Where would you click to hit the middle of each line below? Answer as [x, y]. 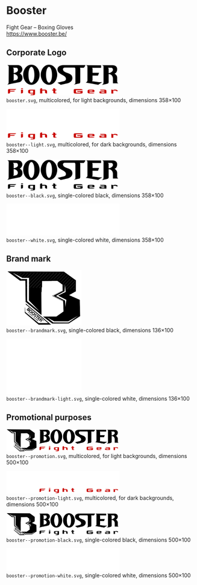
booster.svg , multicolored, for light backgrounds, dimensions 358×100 [94, 100]
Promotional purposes [49, 418]
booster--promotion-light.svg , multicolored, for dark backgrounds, [90, 498]
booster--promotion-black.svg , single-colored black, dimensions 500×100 [98, 540]
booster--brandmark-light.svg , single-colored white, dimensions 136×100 [98, 398]
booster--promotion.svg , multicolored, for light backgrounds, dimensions [97, 456]
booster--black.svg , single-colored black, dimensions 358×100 [85, 196]
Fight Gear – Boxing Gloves [40, 27]
